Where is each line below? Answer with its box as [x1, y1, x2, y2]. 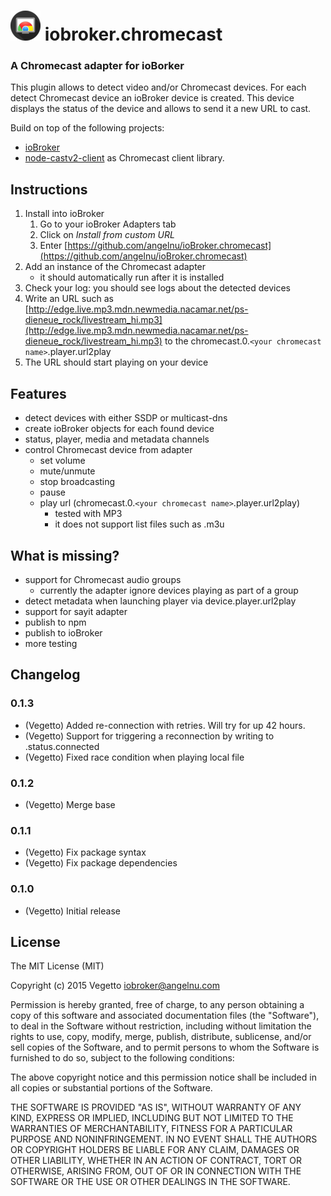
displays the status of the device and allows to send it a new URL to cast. [10, 103, 312, 115]
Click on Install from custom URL [39, 229, 175, 241]
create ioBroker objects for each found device [24, 423, 215, 435]
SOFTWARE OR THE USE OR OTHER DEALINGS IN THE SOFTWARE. [10, 1176, 291, 1188]
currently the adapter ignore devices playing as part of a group [39, 584, 299, 596]
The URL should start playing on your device [24, 356, 209, 369]
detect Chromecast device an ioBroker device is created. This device [10, 92, 295, 104]
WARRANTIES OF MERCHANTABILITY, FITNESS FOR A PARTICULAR [10, 1123, 293, 1135]
